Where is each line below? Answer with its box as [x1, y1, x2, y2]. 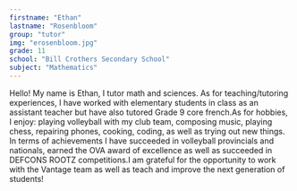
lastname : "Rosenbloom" [9, 22, 98, 30]
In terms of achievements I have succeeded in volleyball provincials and [9, 135, 275, 146]
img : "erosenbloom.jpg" [9, 38, 98, 48]
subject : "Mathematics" [9, 64, 98, 73]
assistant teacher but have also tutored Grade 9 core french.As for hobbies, [9, 107, 288, 117]
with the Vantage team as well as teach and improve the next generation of [9, 163, 285, 175]
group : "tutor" [9, 30, 66, 39]
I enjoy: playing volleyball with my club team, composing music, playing [9, 116, 273, 126]
